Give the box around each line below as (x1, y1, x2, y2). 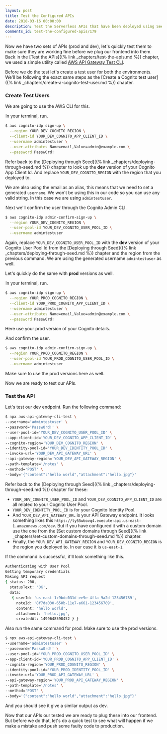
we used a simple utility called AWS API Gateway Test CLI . (5, 59, 125, 65)
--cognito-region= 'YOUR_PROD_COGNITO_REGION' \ (5, 662, 106, 667)
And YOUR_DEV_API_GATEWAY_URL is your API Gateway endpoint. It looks (12, 512, 155, 518)
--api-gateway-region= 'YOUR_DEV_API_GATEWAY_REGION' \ (5, 457, 121, 462)
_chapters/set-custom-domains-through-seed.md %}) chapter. (12, 533, 142, 539)
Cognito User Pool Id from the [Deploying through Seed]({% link (5, 245, 137, 251)
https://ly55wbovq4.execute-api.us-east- (54, 518, 142, 523)
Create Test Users (5, 92, 50, 99)
